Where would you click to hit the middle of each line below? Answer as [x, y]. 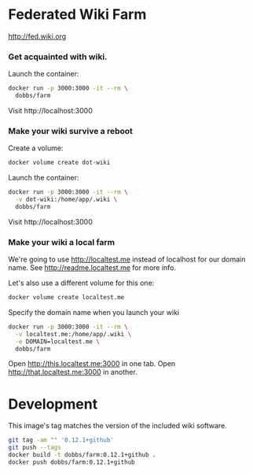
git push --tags [35, 448]
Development [53, 404]
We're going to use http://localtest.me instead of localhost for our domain [127, 259]
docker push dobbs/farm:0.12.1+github [71, 462]
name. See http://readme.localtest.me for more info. [92, 268]
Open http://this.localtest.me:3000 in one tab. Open [92, 364]
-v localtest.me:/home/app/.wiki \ [73, 334]
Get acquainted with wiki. [58, 57]
